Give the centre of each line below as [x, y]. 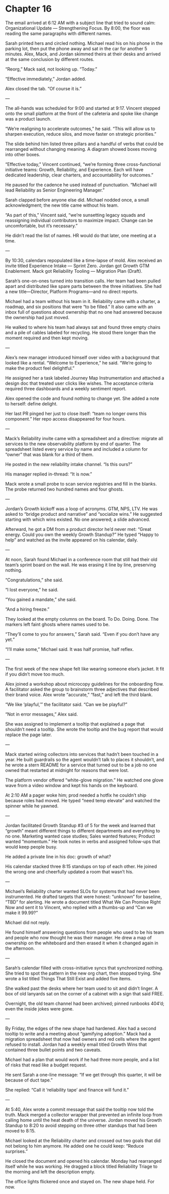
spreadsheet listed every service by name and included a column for [76, 449]
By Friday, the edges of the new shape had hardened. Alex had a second [81, 1028]
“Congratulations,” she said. [34, 580]
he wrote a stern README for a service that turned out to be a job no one [81, 765]
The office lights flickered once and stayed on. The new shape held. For [80, 1181]
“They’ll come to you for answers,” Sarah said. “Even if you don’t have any [82, 634]
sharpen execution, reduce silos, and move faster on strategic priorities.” [81, 134]
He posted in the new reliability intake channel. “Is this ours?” [69, 464]
